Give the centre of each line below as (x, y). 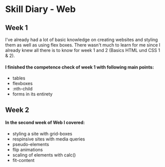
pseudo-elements (30, 144)
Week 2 (17, 110)
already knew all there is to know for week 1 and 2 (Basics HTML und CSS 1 (83, 50)
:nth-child (22, 89)
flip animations (27, 149)
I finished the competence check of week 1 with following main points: (79, 67)
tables (19, 78)
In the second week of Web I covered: (45, 122)
